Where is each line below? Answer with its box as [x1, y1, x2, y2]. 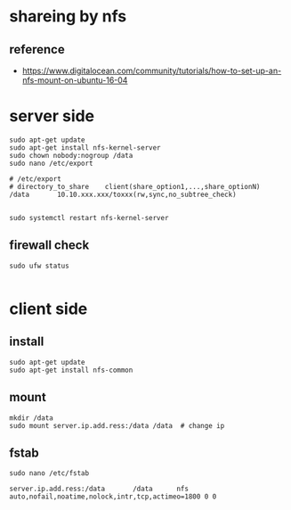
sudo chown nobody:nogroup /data [9, 151, 133, 160]
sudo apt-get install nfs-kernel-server [9, 143, 162, 152]
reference [9, 42, 65, 57]
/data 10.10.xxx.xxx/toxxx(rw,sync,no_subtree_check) [9, 190, 238, 199]
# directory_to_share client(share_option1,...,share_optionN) [9, 182, 261, 191]
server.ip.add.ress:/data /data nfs [9, 484, 190, 494]
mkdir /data [9, 413, 53, 423]
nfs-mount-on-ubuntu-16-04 [21, 75, 128, 86]
